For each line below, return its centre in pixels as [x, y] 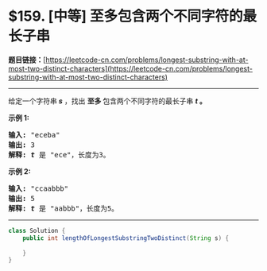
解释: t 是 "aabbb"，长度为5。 [64, 208]
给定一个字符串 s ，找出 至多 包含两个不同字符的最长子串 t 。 [107, 101]
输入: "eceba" [34, 135]
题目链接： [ [27, 60]
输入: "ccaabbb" [39, 188]
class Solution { [37, 230]
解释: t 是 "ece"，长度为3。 [59, 155]
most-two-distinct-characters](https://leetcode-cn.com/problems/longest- [130, 68]
